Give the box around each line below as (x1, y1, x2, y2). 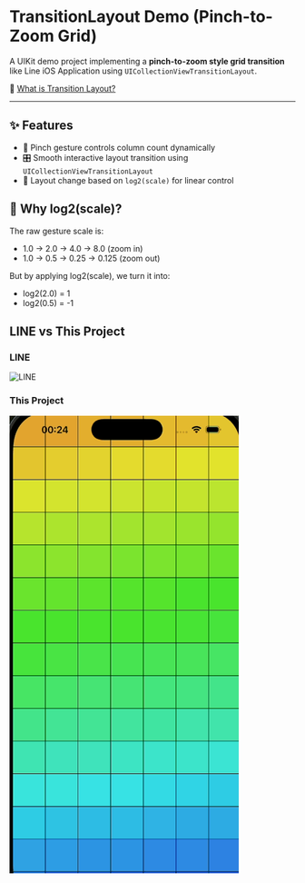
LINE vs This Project (9, 323, 125, 339)
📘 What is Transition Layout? (9, 83, 116, 94)
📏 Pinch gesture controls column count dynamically (22, 142, 216, 153)
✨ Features (9, 118, 74, 134)
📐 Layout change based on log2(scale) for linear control (22, 174, 234, 185)
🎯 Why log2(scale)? (9, 202, 123, 217)
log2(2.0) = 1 (22, 288, 71, 299)
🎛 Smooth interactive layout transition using (22, 152, 189, 163)
